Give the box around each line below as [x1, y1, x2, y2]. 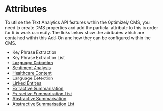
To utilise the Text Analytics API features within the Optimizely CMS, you [5, 19, 150, 25]
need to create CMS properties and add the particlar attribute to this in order [5, 24, 158, 30]
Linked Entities [12, 80, 42, 86]
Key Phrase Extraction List [12, 54, 65, 60]
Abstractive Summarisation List [12, 101, 75, 107]
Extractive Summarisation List [12, 91, 72, 96]
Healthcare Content [12, 70, 52, 76]
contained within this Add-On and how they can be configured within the [5, 35, 151, 41]
